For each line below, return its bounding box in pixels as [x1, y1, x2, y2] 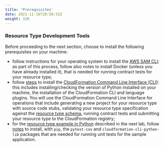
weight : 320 [5, 16, 29, 21]
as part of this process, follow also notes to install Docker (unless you [12, 63, 153, 69]
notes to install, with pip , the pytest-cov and [12, 126, 101, 132]
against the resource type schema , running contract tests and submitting [12, 110, 160, 116]
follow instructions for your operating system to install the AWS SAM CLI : [12, 58, 160, 64]
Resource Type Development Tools [5, 32, 90, 39]
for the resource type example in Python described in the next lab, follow [12, 121, 160, 126]
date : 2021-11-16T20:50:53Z [5, 12, 63, 17]
